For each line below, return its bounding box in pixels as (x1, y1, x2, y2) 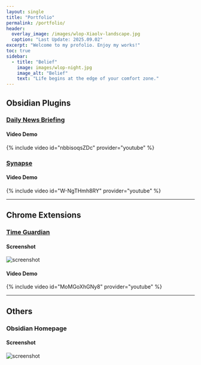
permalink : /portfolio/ (6, 20, 66, 26)
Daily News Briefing (6, 116, 65, 124)
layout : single (6, 8, 44, 15)
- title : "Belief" (11, 59, 58, 65)
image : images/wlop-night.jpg (17, 64, 93, 71)
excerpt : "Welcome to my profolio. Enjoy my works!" (6, 43, 141, 49)
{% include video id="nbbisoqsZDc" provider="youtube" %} (6, 144, 155, 151)
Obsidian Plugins (6, 98, 71, 108)
